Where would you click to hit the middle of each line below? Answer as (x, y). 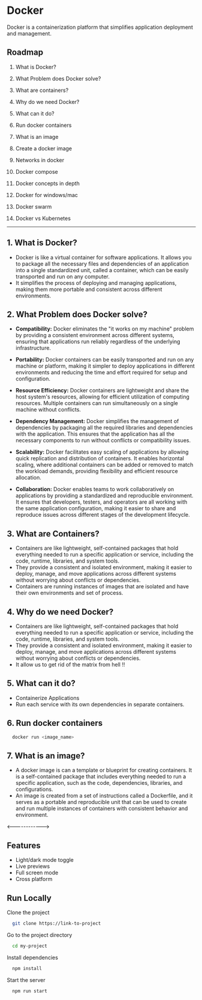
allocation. (28, 478)
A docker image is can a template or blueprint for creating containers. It (104, 770)
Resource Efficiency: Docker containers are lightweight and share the (102, 391)
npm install (27, 968)
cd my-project (30, 946)
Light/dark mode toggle (45, 860)
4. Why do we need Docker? (60, 611)
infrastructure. (33, 348)
